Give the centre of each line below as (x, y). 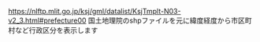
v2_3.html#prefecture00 (47, 20)
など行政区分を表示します (56, 30)
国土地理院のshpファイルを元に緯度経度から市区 (167, 20)
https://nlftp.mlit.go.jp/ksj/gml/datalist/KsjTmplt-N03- (95, 11)
